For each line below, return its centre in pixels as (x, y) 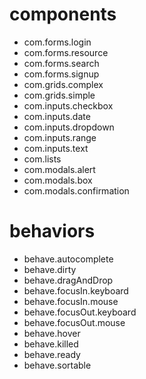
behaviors (52, 231)
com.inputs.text (56, 148)
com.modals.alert (59, 169)
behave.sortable (57, 365)
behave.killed (51, 344)
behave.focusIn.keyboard (76, 290)
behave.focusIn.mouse (71, 301)
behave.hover (52, 333)
